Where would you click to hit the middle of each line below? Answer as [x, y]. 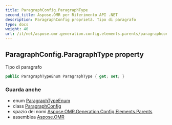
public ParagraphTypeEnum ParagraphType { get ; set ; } [65, 76]
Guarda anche [23, 89]
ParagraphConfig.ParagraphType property [75, 55]
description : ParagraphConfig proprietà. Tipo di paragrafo [71, 19]
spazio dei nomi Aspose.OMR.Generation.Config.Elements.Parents [82, 111]
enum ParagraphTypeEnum [41, 100]
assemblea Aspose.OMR [39, 117]
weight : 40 [17, 29]
